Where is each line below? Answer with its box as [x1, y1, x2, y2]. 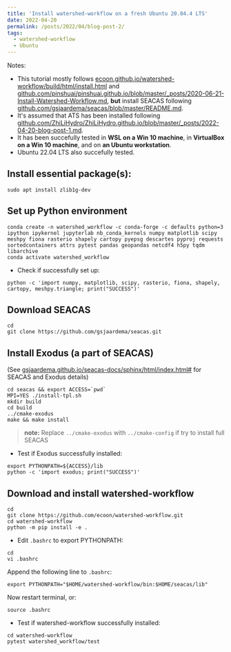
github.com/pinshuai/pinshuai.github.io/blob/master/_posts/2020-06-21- [17, 89, 225, 97]
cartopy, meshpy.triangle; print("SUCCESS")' [7, 285, 140, 292]
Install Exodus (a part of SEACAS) [7, 347, 154, 359]
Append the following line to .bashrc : [7, 568, 112, 576]
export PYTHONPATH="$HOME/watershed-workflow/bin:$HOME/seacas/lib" [7, 581, 208, 588]
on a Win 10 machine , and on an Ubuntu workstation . [17, 141, 172, 149]
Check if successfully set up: [17, 266, 100, 274]
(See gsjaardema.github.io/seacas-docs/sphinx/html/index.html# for [7, 366, 202, 374]
